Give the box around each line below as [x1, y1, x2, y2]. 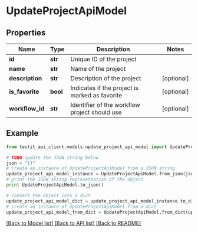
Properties [6, 28, 46, 38]
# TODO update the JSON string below [6, 155, 99, 161]
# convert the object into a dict [6, 192, 91, 198]
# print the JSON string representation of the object [6, 177, 144, 182]
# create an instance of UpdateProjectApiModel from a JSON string [6, 165, 176, 172]
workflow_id [9, 104, 45, 113]
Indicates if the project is [70, 84, 138, 92]
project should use [70, 108, 122, 116]
